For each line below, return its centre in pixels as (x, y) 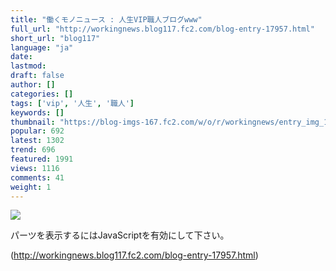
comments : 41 (37, 177)
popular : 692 (37, 131)
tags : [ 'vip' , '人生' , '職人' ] (72, 103)
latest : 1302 (37, 141)
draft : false (37, 76)
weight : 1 (31, 187)
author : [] (33, 85)
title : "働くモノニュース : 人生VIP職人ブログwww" (106, 19)
